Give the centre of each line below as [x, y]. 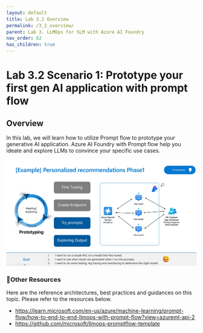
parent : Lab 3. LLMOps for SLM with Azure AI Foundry [76, 32]
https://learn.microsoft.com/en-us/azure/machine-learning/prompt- [99, 311]
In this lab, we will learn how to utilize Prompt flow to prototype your [91, 138]
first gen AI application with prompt [97, 88]
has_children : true [31, 45]
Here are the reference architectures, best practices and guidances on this [99, 293]
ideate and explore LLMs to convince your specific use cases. [83, 150]
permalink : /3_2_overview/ [40, 25]
